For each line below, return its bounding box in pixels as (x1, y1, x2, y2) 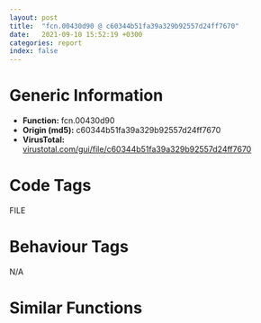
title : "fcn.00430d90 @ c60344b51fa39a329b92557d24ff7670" (9, 22, 240, 31)
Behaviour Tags (9, 237, 129, 257)
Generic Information (9, 85, 164, 106)
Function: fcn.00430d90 (22, 115, 115, 126)
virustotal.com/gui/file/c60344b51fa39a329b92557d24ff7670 (22, 144, 252, 155)
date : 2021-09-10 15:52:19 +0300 (9, 30, 143, 39)
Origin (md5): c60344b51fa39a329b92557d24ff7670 (22, 125, 221, 136)
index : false (9, 47, 58, 56)
